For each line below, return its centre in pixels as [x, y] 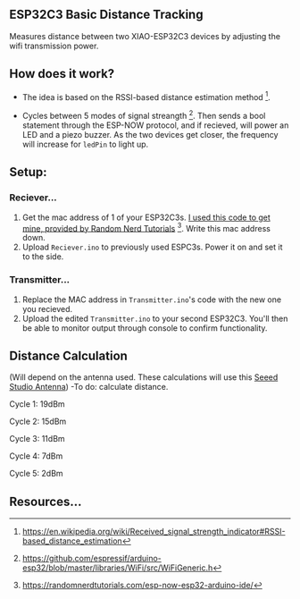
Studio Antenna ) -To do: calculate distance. [89, 387]
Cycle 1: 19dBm [37, 404]
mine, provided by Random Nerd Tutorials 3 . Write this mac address [146, 227]
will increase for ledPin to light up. [85, 144]
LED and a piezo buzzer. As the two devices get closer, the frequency [150, 134]
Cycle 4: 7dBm [36, 456]
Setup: [28, 172]
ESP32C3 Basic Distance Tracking [106, 15]
